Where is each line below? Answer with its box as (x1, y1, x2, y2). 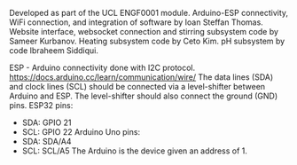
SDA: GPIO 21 (21, 117, 73, 128)
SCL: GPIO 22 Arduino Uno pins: (21, 127, 140, 137)
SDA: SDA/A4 (21, 137, 72, 146)
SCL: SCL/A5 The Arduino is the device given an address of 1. (21, 145, 248, 156)
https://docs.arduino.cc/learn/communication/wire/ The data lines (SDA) (9, 72, 274, 82)
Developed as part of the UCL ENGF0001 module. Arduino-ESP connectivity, (9, 8, 289, 18)
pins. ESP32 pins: (9, 100, 74, 110)
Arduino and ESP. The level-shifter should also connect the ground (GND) (9, 90, 278, 101)
